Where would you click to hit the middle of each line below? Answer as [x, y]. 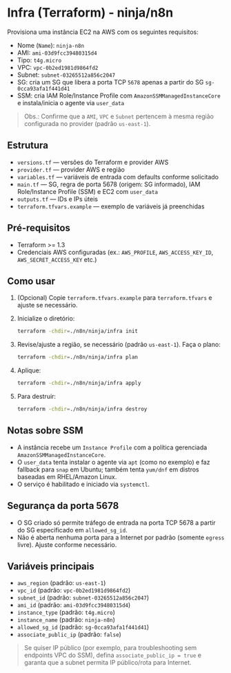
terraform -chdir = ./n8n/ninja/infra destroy [82, 409]
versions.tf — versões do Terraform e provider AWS [93, 162]
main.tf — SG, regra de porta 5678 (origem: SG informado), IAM [109, 184]
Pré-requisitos [39, 228]
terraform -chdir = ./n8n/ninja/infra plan [78, 357]
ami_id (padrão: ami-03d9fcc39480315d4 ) [74, 605]
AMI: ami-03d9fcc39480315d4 [57, 53]
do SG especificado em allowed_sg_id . [72, 530]
